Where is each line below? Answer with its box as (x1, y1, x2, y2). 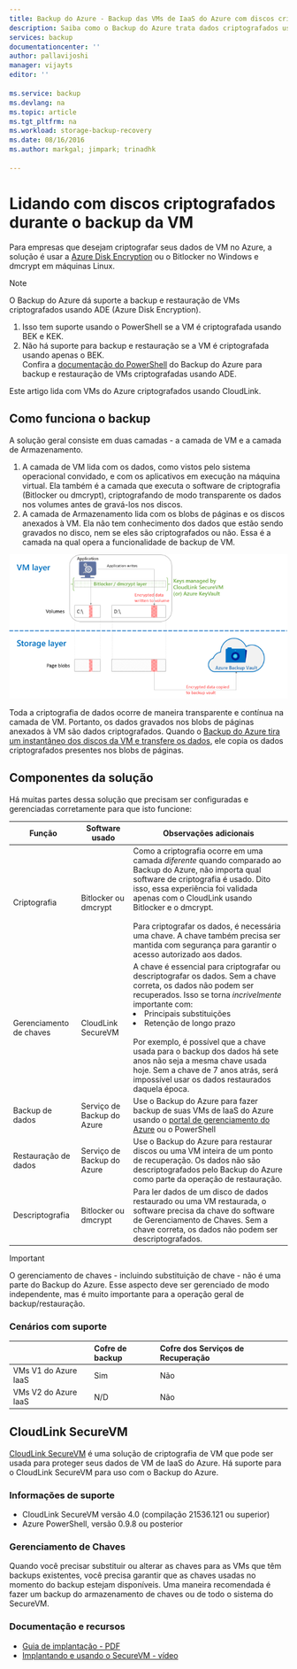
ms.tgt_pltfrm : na (9, 117, 77, 126)
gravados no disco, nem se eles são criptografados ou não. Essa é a (21, 527, 271, 537)
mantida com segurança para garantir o (133, 939, 277, 950)
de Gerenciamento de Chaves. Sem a (133, 1214, 268, 1225)
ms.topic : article (9, 107, 77, 117)
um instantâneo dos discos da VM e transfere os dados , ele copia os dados (9, 736, 284, 746)
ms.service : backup (9, 89, 81, 97)
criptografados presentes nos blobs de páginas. (9, 745, 184, 756)
